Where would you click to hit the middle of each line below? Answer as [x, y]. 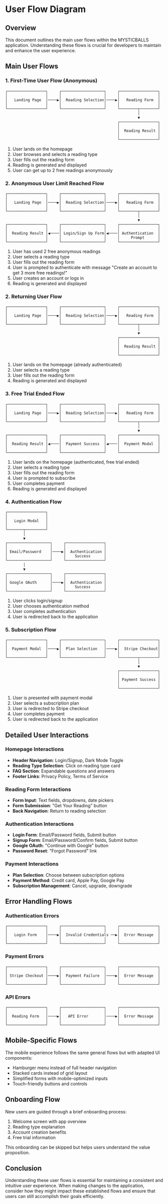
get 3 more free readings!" [40, 273]
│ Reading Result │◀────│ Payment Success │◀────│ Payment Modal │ [83, 444]
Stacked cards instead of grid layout [50, 1073]
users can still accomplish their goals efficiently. [55, 1196]
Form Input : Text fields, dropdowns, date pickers [63, 800]
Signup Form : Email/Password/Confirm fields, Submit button [75, 840]
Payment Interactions [32, 864]
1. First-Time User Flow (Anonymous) [51, 80]
